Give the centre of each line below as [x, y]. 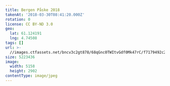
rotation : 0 [18, 19]
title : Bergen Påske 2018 [32, 10]
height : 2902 [24, 71]
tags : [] [14, 43]
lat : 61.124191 [26, 33]
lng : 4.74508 [24, 38]
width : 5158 [23, 66]
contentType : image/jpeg [31, 76]
